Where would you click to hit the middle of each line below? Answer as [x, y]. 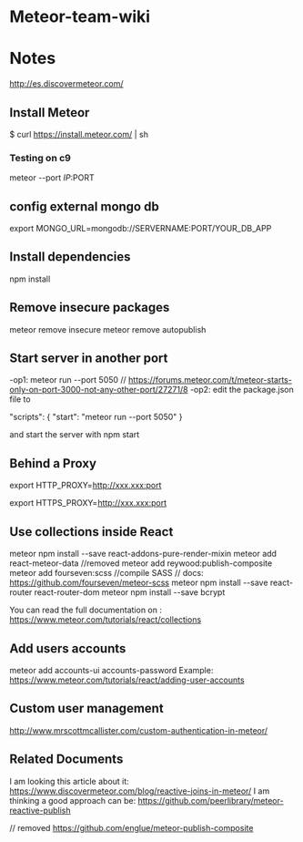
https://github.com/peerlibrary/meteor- [211, 800]
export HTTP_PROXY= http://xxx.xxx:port [86, 486]
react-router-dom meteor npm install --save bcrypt [130, 592]
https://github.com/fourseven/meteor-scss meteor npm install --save [139, 583]
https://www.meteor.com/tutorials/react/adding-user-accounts [127, 680]
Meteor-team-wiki [80, 17]
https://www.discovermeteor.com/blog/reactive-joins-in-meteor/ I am [140, 791]
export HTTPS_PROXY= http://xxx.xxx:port [88, 503]
